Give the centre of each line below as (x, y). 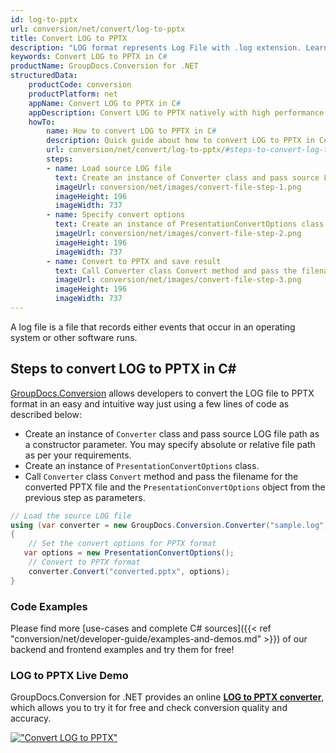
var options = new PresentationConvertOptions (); (129, 553)
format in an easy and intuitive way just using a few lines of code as (150, 403)
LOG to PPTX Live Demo (69, 675)
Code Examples (49, 606)
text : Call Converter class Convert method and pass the (176, 271)
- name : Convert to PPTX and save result (134, 261)
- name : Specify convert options (116, 215)
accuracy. (31, 718)
